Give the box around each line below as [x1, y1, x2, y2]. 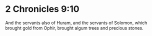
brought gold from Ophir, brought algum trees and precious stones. [5, 25, 143, 31]
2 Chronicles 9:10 [5, 3, 79, 15]
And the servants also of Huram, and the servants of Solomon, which [5, 20, 147, 26]
